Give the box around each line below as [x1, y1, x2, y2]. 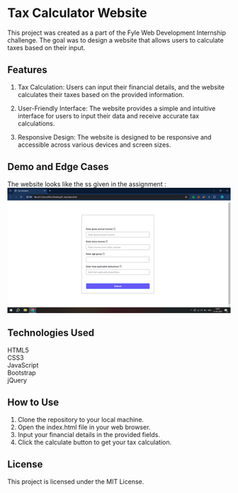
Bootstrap [7, 368, 37, 377]
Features [7, 64, 47, 76]
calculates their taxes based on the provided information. [17, 90, 185, 98]
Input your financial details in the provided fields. [17, 430, 161, 438]
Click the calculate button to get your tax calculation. [17, 438, 172, 446]
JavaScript [7, 361, 39, 369]
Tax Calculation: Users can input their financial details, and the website [17, 83, 225, 91]
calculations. [17, 119, 55, 127]
